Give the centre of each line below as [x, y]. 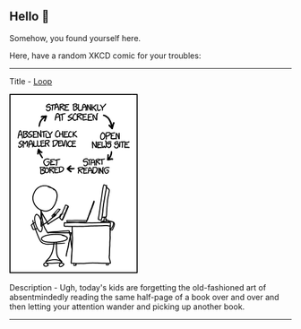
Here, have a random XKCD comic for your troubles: [105, 56]
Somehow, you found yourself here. [75, 38]
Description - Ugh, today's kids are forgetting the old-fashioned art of [138, 287]
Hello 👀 [30, 17]
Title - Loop [31, 81]
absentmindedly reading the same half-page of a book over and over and [144, 297]
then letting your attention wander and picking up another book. [127, 307]
